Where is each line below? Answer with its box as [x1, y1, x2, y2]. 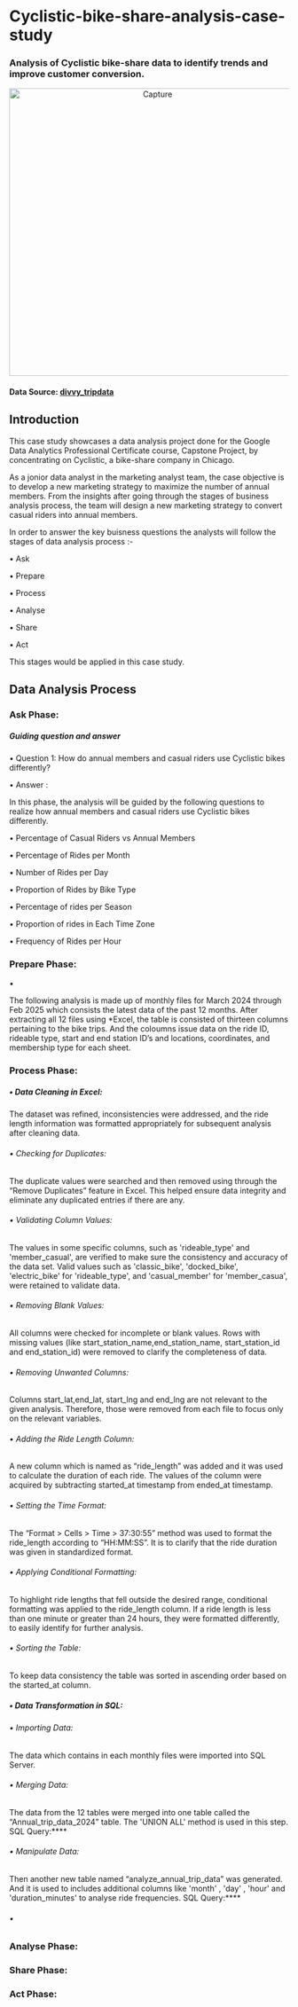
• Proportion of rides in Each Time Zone [9, 919, 155, 929]
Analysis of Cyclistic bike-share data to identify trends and [9, 57, 269, 69]
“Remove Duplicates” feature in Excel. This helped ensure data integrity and [9, 1185, 286, 1196]
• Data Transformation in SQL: [9, 1700, 123, 1711]
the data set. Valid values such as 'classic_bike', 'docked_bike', [9, 1261, 239, 1272]
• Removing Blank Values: [9, 1300, 105, 1311]
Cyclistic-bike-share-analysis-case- [9, 6, 286, 27]
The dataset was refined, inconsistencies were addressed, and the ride [9, 1109, 269, 1119]
